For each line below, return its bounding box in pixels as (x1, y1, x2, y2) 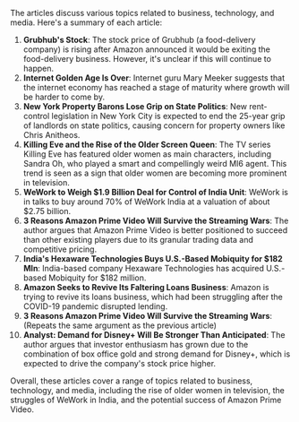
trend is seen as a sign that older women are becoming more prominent (22, 168, 287, 178)
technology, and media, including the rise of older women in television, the (10, 385, 285, 395)
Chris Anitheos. (22, 130, 81, 140)
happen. (22, 63, 55, 73)
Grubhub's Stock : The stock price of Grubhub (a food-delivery (22, 35, 256, 45)
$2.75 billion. (22, 206, 72, 216)
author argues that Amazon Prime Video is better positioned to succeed (22, 225, 288, 236)
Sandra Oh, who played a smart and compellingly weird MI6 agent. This (22, 159, 287, 168)
